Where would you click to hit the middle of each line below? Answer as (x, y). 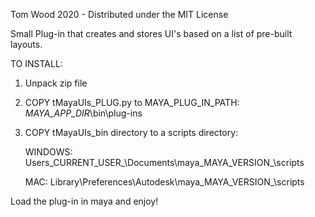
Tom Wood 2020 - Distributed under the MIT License (119, 14)
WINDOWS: (48, 152)
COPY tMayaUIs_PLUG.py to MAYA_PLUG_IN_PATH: (132, 102)
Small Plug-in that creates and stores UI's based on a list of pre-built (151, 33)
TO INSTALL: (36, 63)
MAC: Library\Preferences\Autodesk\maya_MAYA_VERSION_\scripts (164, 182)
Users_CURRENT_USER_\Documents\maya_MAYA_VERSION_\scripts (164, 162)
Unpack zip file (56, 83)
